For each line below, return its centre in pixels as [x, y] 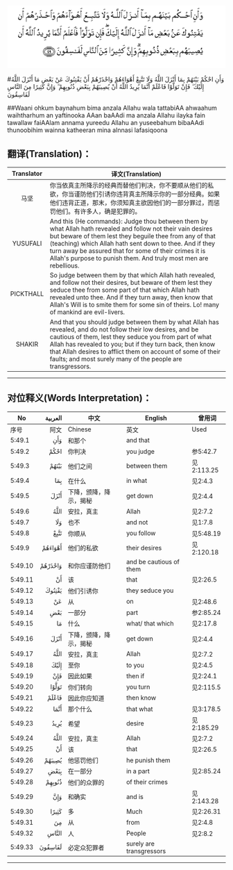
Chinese [79, 429]
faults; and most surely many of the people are [116, 359]
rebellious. [64, 265]
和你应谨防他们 [89, 566]
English [156, 418]
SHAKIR [27, 344]
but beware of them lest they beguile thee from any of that [133, 236]
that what [139, 709]
